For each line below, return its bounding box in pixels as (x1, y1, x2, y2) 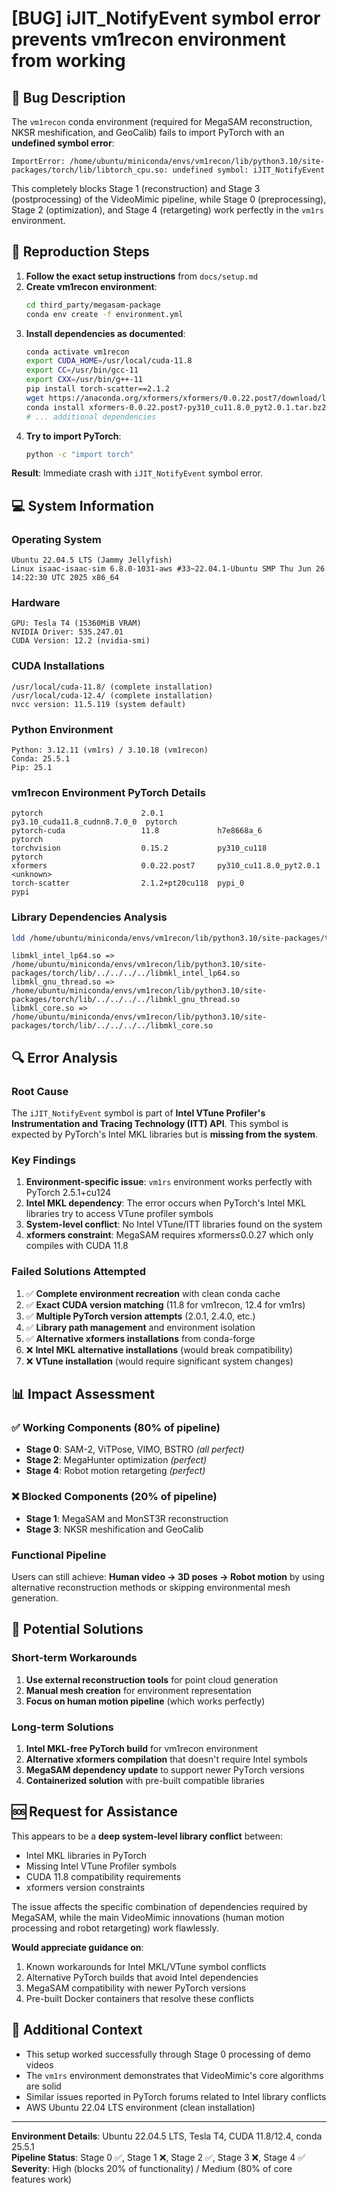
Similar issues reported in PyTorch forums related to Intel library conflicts (25, 2090, 327, 2102)
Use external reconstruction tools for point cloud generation (25, 1673, 279, 1686)
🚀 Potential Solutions (11, 1621, 144, 1638)
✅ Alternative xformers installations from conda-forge (25, 1332, 256, 1344)
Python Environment (11, 722, 114, 736)
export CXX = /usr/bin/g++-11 (25, 375, 143, 385)
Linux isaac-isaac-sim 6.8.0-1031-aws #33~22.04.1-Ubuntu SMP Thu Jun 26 (11, 564, 326, 574)
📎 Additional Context (11, 2022, 143, 2039)
